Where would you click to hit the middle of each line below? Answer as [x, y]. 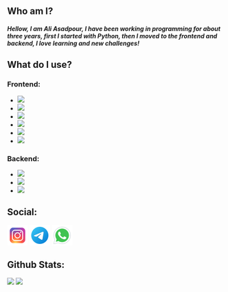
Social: [22, 212]
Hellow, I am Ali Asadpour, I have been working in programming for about [114, 28]
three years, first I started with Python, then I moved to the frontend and [112, 36]
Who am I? [30, 11]
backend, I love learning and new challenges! [73, 43]
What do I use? [39, 65]
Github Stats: [36, 265]
